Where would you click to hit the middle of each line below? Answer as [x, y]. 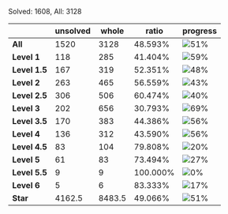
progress [200, 31]
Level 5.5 [30, 173]
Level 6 [26, 185]
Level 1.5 [30, 70]
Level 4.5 [30, 147]
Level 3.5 [30, 121]
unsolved [73, 31]
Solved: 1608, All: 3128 [45, 11]
